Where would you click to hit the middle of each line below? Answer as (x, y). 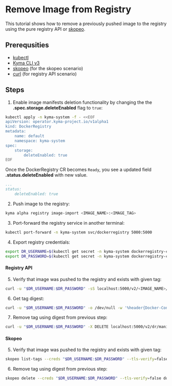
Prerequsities (27, 45)
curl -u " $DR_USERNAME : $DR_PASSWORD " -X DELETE (57, 327)
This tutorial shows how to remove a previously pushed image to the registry (86, 24)
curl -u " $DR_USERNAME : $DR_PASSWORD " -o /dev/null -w (64, 308)
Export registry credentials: (41, 242)
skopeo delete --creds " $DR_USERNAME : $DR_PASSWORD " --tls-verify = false (83, 378)
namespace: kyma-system (40, 141)
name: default (29, 136)
